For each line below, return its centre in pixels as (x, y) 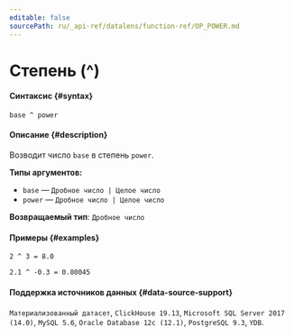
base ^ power (34, 115)
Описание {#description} (59, 135)
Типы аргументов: (46, 173)
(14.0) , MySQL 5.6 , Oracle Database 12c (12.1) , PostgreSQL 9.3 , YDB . (137, 322)
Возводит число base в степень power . (82, 155)
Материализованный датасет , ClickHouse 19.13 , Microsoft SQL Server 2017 (147, 313)
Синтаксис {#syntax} (51, 96)
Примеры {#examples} (55, 237)
